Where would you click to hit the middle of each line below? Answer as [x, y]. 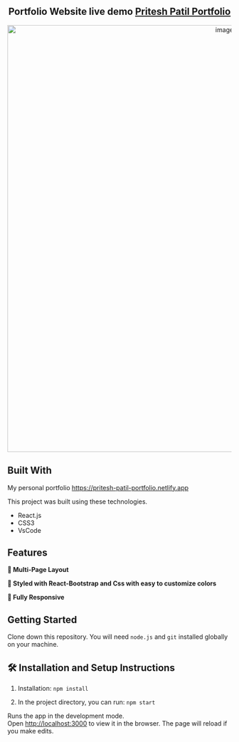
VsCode [29, 530]
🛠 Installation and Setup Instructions [91, 668]
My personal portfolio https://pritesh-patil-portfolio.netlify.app [98, 487]
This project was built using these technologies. [78, 502]
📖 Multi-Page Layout [38, 570]
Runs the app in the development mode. [66, 716]
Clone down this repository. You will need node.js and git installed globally [118, 637]
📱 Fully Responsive [36, 598]
